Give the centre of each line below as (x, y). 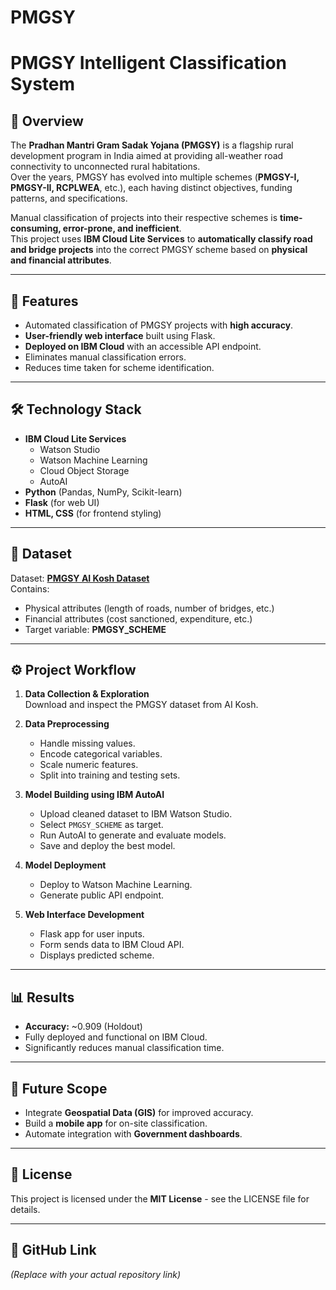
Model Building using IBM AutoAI (94, 795)
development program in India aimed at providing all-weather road (147, 156)
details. (25, 1209)
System (43, 84)
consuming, (36, 228)
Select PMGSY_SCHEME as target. (101, 825)
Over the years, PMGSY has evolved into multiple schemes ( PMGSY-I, (155, 177)
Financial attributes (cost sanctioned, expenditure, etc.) (138, 618)
